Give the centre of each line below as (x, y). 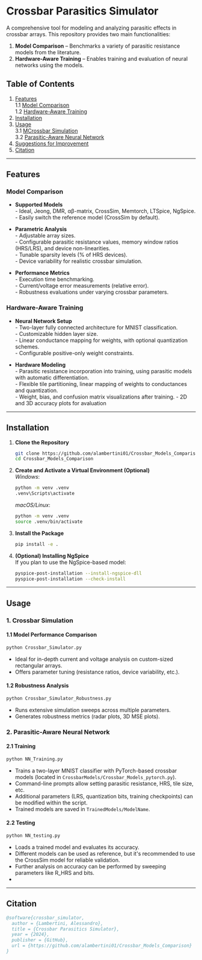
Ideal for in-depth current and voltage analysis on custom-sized (94, 659)
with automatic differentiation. (52, 377)
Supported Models (39, 205)
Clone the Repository (42, 442)
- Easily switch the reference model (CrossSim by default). (87, 218)
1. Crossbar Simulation (40, 621)
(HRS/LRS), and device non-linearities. (63, 248)
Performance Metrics (42, 273)
